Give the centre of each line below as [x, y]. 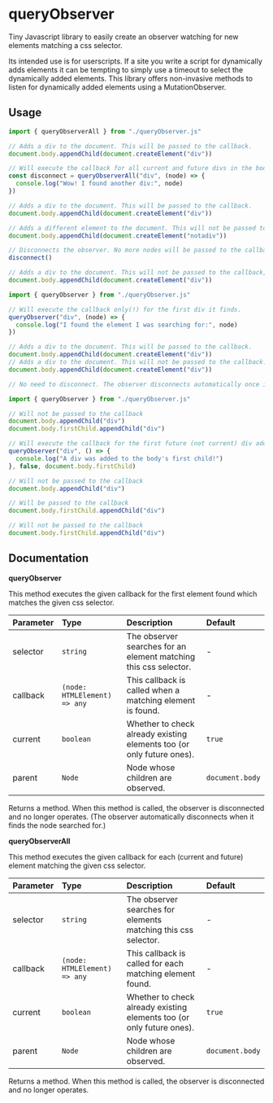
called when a [153, 690]
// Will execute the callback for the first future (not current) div [130, 444]
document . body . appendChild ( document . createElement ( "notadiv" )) [118, 236]
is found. [143, 711]
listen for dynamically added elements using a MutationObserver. [117, 87]
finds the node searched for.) [57, 825]
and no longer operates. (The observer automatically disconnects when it [131, 816]
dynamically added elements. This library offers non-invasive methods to [131, 78]
